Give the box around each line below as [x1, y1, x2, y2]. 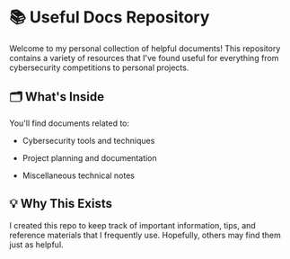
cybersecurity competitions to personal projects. [9, 62, 189, 73]
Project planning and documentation [22, 152, 157, 163]
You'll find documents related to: [9, 118, 130, 129]
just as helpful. [9, 239, 65, 250]
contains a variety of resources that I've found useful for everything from [9, 52, 279, 63]
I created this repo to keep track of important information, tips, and [9, 219, 256, 230]
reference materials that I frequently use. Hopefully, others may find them [9, 229, 281, 240]
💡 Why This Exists [9, 196, 112, 211]
